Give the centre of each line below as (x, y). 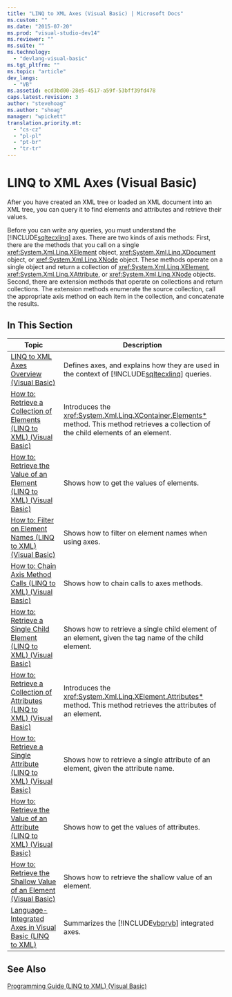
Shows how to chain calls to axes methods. (133, 583)
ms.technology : (29, 53)
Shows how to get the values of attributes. (132, 827)
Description (143, 345)
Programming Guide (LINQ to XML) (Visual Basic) (77, 986)
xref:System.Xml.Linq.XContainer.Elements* (135, 415)
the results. (23, 303)
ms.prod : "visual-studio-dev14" (54, 33)
